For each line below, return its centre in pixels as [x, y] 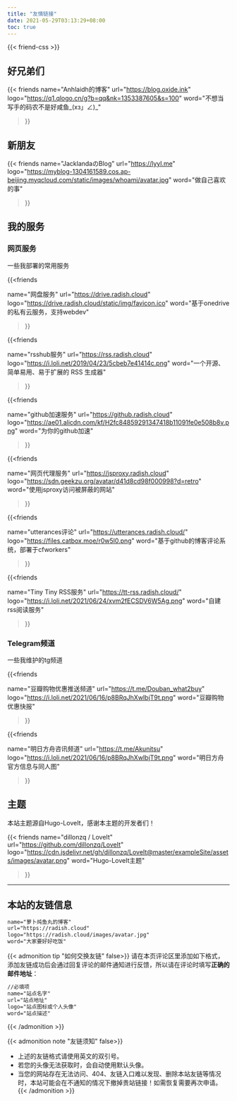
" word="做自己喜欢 [197, 180]
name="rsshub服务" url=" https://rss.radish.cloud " [80, 354]
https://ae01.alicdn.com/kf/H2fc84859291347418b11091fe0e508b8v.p [128, 422]
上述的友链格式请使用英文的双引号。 [70, 1056]
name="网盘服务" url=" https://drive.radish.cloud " [79, 294]
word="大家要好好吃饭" [37, 942]
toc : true [22, 27]
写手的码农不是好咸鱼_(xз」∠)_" [54, 107]
